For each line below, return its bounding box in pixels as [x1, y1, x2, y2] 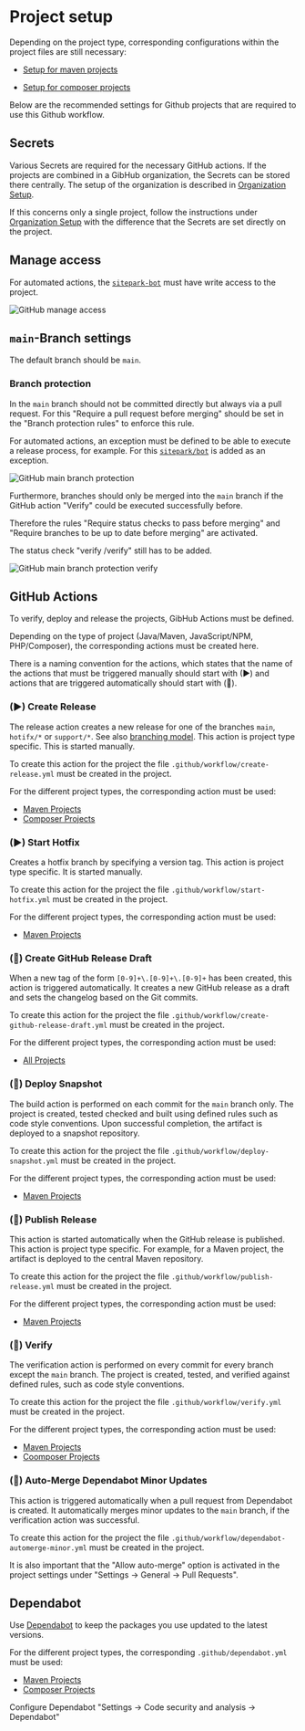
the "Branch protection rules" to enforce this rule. [9, 417, 195, 428]
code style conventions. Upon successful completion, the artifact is [9, 1117, 262, 1128]
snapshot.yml [9, 1157, 59, 1166]
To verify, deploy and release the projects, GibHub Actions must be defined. [9, 614, 294, 624]
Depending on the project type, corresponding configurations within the [9, 37, 280, 47]
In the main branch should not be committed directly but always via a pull [9, 398, 282, 409]
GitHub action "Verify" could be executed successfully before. [9, 499, 243, 510]
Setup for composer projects [22, 81, 131, 92]
